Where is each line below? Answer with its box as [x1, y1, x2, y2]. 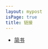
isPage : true [5, 14, 37, 20]
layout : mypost [5, 8, 43, 15]
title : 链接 [5, 19, 33, 25]
